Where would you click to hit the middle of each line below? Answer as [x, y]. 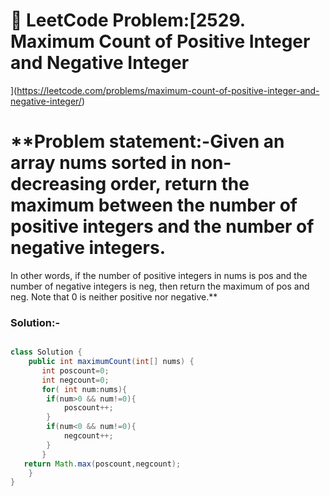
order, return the [179, 184]
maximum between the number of [154, 205]
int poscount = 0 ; [75, 370]
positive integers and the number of [162, 226]
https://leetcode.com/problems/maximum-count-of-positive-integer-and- [168, 90]
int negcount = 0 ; [75, 380]
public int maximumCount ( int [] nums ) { [111, 362]
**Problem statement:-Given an [147, 141]
